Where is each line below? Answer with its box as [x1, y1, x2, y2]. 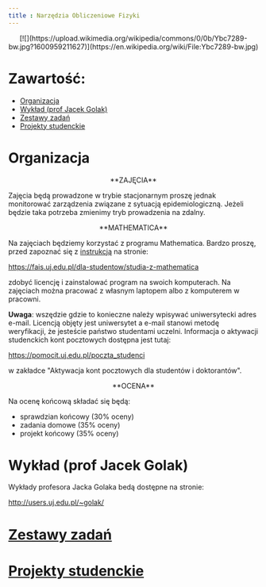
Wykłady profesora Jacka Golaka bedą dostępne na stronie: [8, 482, 205, 492]
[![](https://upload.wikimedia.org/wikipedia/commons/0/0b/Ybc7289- [19, 33, 248, 43]
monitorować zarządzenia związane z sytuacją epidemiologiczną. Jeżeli [8, 199, 244, 209]
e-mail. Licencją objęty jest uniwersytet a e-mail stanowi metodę [8, 318, 220, 328]
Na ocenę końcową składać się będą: [8, 396, 131, 405]
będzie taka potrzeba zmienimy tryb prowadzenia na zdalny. [8, 207, 206, 217]
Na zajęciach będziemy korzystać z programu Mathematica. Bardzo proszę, [8, 238, 256, 247]
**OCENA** [112, 381, 155, 390]
